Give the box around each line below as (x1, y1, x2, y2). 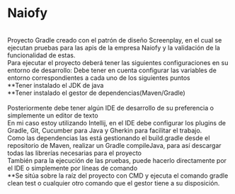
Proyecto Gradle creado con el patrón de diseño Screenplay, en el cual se (7, 35, 222, 44)
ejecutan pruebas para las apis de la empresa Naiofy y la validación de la (7, 43, 221, 52)
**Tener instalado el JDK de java (7, 81, 104, 89)
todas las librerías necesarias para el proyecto (7, 149, 142, 157)
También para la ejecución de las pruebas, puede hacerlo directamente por (7, 156, 227, 164)
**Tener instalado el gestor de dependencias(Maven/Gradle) (7, 89, 185, 97)
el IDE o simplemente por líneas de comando (7, 164, 138, 172)
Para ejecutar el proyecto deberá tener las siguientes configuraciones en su (7, 58, 229, 67)
